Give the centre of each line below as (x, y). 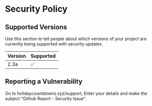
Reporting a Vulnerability (44, 82)
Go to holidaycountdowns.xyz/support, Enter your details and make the (76, 93)
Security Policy (36, 9)
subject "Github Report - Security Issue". (46, 98)
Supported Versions (36, 27)
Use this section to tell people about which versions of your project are (76, 39)
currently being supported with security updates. (54, 44)
